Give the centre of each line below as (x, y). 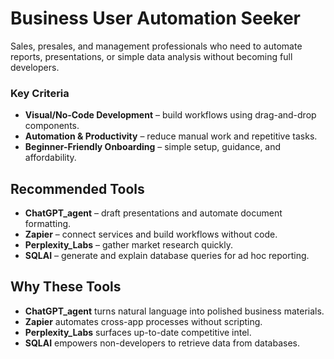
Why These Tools (66, 287)
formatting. (48, 224)
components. (52, 126)
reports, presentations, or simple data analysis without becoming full (151, 56)
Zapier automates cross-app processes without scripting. (143, 321)
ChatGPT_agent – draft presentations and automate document (153, 213)
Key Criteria (40, 93)
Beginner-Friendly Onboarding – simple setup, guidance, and (153, 147)
